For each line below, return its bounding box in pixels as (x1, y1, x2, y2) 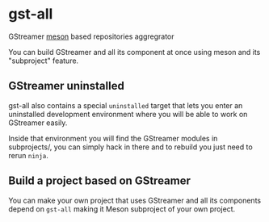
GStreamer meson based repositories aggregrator (8, 31, 175, 41)
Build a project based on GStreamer (8, 174, 191, 188)
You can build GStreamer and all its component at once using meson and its (8, 47, 261, 57)
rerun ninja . (8, 150, 48, 160)
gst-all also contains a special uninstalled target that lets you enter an (8, 100, 243, 110)
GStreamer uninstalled (8, 79, 125, 93)
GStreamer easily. (8, 118, 68, 128)
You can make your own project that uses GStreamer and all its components (8, 195, 261, 205)
